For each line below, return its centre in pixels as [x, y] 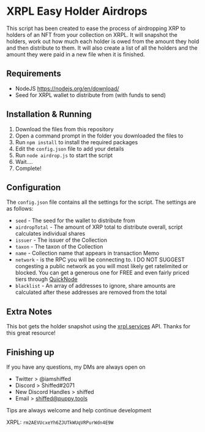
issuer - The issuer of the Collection [61, 240]
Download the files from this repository [65, 129]
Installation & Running [49, 114]
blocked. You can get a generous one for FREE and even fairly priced [102, 273]
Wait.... [24, 161]
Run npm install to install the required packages [76, 142]
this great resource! [31, 333]
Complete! [28, 168]
